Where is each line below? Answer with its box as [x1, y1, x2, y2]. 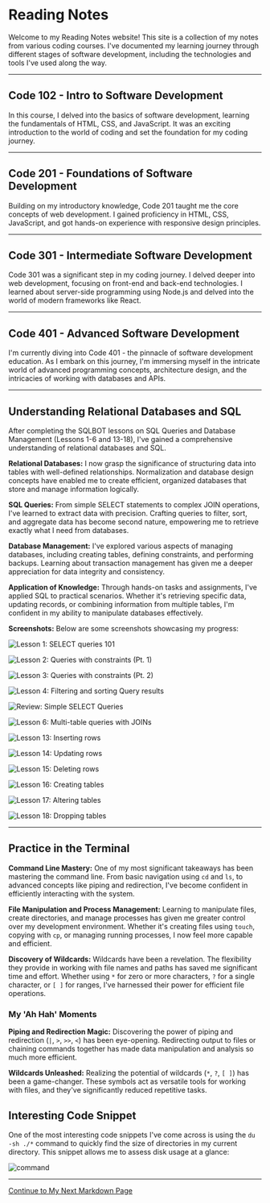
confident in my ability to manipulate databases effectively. [8, 608, 203, 618]
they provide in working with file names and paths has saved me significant [8, 962, 258, 972]
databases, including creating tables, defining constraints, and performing [8, 550, 254, 559]
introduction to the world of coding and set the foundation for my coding [8, 127, 248, 137]
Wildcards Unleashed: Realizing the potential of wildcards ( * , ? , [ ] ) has [8, 1069, 249, 1078]
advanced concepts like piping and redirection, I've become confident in [8, 880, 248, 890]
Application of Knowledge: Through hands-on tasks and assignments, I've [8, 582, 257, 592]
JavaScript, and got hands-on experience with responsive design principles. [8, 217, 261, 227]
